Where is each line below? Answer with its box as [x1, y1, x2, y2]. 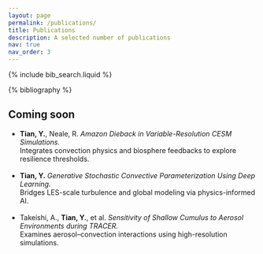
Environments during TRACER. [19, 221, 119, 230]
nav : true [8, 41, 41, 49]
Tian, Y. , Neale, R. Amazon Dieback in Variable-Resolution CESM [19, 129, 232, 138]
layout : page [8, 11, 51, 20]
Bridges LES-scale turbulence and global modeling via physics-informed [19, 187, 256, 197]
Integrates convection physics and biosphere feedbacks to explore [19, 145, 237, 155]
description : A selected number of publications [8, 33, 171, 42]
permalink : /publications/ [8, 19, 97, 27]
